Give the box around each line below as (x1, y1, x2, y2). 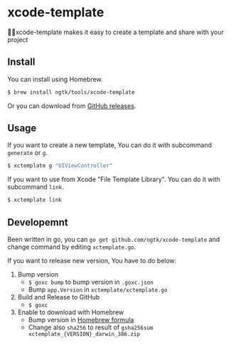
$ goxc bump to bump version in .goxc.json (28, 278, 154, 286)
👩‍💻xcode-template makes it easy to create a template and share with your (7, 28, 224, 36)
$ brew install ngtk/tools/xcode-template (7, 88, 135, 96)
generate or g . (7, 149, 48, 157)
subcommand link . (7, 183, 64, 191)
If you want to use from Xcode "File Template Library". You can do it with (7, 175, 220, 184)
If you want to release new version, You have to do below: (7, 257, 177, 265)
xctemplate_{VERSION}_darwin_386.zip (28, 331, 141, 338)
